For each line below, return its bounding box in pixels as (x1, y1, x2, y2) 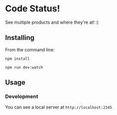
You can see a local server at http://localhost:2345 (5, 104, 113, 110)
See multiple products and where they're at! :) (5, 19, 99, 25)
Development (5, 93, 39, 100)
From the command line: (5, 46, 55, 52)
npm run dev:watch (5, 65, 43, 70)
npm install (5, 56, 30, 61)
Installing (5, 34, 35, 42)
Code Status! (5, 3, 60, 14)
